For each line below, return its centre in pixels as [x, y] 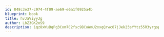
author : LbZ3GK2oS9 [25, 23]
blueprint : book [21, 14]
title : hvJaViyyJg [24, 18]
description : [18, 27]
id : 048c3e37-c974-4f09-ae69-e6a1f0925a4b [49, 9]
